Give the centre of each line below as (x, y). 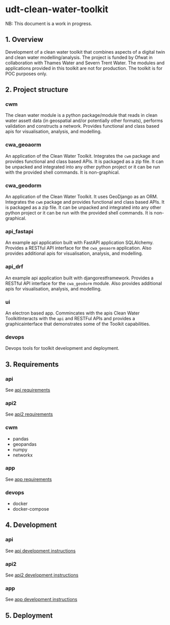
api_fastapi (19, 231)
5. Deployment (29, 616)
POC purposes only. (26, 74)
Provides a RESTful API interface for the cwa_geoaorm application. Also (78, 248)
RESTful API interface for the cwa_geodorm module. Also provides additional (84, 283)
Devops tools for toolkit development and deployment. (62, 348)
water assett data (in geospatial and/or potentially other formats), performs (84, 121)
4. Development (31, 525)
